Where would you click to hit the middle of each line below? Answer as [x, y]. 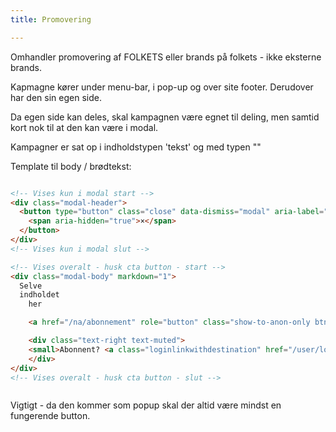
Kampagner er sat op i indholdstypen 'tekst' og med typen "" [136, 147]
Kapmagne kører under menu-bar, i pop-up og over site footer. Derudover [162, 87]
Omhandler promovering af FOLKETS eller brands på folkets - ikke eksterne [166, 57]
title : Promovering [51, 19]
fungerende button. [50, 416]
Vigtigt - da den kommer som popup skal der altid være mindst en [146, 405]
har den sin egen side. [56, 97]
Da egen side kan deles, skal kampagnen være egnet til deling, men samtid [165, 117]
